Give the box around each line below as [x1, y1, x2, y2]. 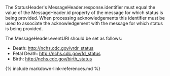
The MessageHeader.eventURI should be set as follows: [5, 35, 123, 41]
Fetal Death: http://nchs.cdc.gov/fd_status [12, 50, 101, 56]
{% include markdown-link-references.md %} [5, 65, 100, 71]
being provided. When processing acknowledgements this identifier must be [5, 15, 165, 21]
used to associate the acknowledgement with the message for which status [5, 20, 163, 26]
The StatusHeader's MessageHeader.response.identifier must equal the [5, 5, 156, 10]
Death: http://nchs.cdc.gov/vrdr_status [12, 45, 94, 51]
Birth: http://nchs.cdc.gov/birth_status [12, 56, 92, 62]
